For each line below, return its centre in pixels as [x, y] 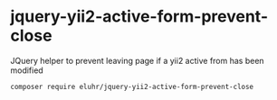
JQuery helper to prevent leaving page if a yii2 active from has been [138, 60]
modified [27, 70]
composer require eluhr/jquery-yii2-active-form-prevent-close [132, 86]
